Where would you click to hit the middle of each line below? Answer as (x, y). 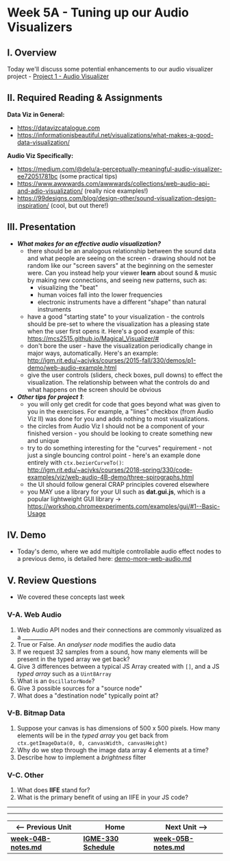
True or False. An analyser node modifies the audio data (96, 644)
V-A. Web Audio (34, 615)
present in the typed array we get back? (73, 659)
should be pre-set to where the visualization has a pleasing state (118, 323)
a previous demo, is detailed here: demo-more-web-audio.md (104, 559)
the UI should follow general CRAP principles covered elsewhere (118, 484)
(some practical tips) (88, 176)
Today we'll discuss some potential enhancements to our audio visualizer (110, 69)
